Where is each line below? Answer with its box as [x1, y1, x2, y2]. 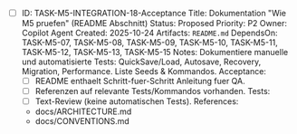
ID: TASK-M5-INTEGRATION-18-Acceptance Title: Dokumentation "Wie [21, 8, 287, 18]
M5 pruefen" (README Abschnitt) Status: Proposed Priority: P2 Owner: [21, 18, 287, 29]
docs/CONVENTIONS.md [34, 116, 129, 127]
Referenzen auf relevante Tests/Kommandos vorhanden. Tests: [34, 86, 271, 97]
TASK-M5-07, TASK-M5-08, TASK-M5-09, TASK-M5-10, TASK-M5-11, [21, 37, 278, 48]
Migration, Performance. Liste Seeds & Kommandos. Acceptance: [21, 66, 266, 77]
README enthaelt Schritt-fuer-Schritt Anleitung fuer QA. [34, 76, 245, 87]
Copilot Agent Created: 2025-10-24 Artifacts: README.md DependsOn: [21, 27, 278, 39]
